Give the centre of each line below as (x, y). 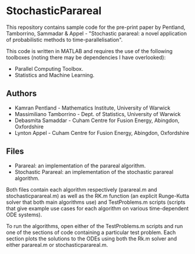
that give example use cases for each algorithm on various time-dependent (97, 208)
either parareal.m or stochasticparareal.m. (57, 245)
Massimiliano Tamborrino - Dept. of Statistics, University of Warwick (97, 114)
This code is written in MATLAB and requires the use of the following (89, 51)
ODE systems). (24, 215)
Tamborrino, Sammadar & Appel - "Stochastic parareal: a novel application (97, 33)
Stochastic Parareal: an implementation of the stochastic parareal (94, 171)
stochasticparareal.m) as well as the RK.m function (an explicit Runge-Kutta (98, 196)
